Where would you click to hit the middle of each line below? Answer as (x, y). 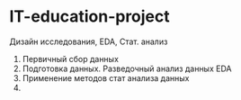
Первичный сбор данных (71, 59)
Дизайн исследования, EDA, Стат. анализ (89, 41)
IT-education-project (90, 17)
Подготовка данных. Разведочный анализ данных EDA (127, 68)
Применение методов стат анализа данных (106, 77)
